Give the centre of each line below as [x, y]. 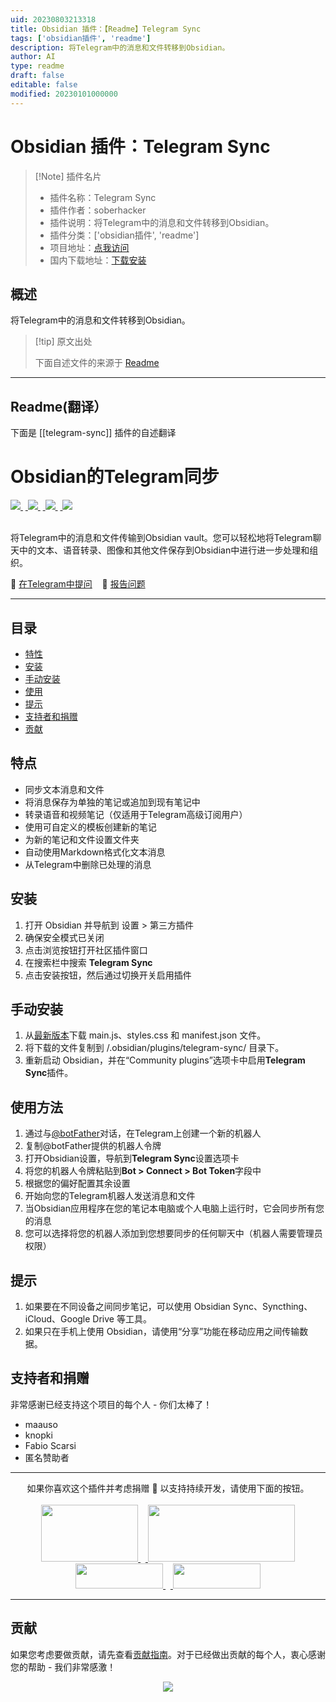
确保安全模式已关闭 [64, 937]
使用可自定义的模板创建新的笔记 [90, 827]
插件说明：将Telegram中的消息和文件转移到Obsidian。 [162, 222]
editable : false [44, 85]
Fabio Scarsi [50, 1445]
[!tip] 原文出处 [63, 342]
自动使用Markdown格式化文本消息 [95, 852]
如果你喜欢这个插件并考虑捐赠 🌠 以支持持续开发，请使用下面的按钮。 [168, 1488]
